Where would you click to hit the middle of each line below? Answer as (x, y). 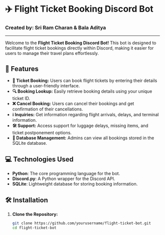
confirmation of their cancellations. (48, 109)
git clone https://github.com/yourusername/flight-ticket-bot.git (82, 223)
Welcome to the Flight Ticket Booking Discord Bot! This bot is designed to (81, 43)
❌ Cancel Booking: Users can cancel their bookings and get (73, 104)
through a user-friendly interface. (46, 86)
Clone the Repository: (35, 214)
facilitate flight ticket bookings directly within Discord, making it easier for (79, 48)
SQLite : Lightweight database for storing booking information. (75, 184)
